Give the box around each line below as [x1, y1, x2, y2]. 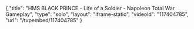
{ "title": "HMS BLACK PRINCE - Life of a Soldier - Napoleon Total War [5, 5, 175, 11]
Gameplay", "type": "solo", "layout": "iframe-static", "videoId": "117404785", [5, 11, 189, 18]
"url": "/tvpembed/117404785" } [5, 17, 83, 23]
